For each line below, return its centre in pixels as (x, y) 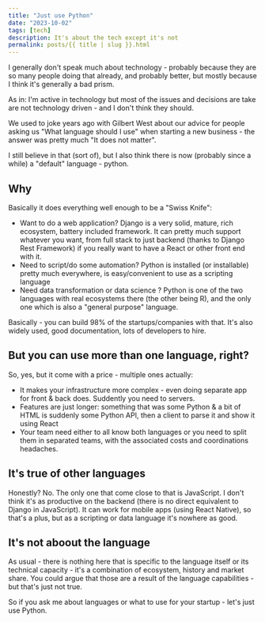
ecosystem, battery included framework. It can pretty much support (130, 231)
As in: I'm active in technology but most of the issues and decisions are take (132, 100)
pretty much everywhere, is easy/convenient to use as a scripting (126, 273)
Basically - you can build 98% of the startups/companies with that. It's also (131, 322)
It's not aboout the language (79, 542)
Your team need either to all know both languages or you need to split (133, 432)
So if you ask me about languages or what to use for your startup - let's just (131, 602)
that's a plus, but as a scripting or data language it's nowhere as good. (123, 518)
